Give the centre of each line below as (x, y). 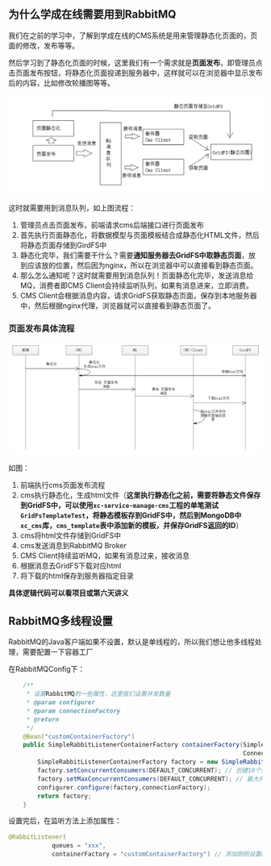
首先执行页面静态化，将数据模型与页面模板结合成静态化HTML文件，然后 (140, 235)
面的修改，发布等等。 (44, 45)
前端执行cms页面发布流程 (63, 485)
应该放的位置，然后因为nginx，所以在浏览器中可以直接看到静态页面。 (142, 265)
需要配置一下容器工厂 (58, 652)
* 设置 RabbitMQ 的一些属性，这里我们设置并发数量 (98, 694)
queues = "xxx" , (79, 846)
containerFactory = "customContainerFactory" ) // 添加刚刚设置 (156, 854)
